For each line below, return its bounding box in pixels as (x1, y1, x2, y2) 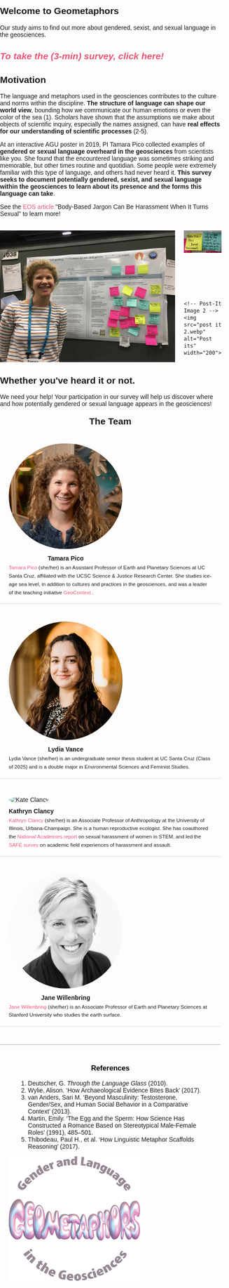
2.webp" (183, 329, 207, 336)
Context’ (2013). (27, 1107, 71, 1115)
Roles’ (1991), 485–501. (27, 1128, 94, 1136)
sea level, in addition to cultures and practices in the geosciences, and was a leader (18, 580, 207, 587)
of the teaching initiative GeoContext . (8, 589, 94, 596)
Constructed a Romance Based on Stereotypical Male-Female (27, 1121, 197, 1129)
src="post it (183, 322, 222, 329)
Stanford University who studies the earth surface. (8, 1011, 122, 1018)
